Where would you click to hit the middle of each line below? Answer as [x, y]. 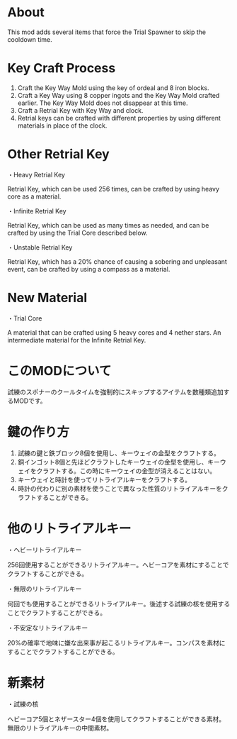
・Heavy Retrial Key [36, 174]
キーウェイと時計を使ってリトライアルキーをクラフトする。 [104, 479]
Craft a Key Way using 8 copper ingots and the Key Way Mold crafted [118, 95]
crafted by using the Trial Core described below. [77, 233]
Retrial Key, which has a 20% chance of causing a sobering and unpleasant [117, 261]
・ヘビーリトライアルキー [45, 550]
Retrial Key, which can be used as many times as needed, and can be [108, 225]
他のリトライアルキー [69, 528]
